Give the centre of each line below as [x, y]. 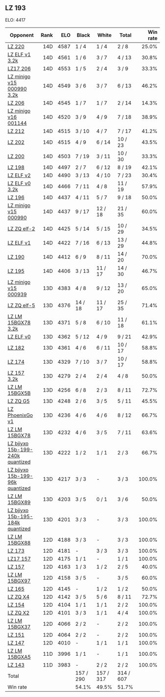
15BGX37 [19, 627]
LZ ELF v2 [19, 175]
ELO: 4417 [15, 20]
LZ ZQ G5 [19, 401]
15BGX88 [19, 543]
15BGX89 [19, 502]
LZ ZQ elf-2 [21, 229]
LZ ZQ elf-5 [21, 305]
